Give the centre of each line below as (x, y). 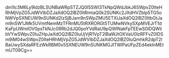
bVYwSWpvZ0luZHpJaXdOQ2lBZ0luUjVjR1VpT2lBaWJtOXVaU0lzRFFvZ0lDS (84, 34)
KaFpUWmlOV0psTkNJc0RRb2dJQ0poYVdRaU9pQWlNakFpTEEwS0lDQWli (84, 29)
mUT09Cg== (19, 50)
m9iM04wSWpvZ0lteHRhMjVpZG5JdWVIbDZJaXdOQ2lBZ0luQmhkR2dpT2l (84, 39)
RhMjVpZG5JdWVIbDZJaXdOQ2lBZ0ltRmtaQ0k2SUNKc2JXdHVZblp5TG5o (83, 13)
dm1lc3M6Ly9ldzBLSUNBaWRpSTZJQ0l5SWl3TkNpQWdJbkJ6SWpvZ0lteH (84, 7)
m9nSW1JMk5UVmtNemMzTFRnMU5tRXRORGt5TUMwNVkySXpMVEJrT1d (84, 23)
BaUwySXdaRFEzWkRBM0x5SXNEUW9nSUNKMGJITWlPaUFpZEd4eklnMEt (84, 45)
